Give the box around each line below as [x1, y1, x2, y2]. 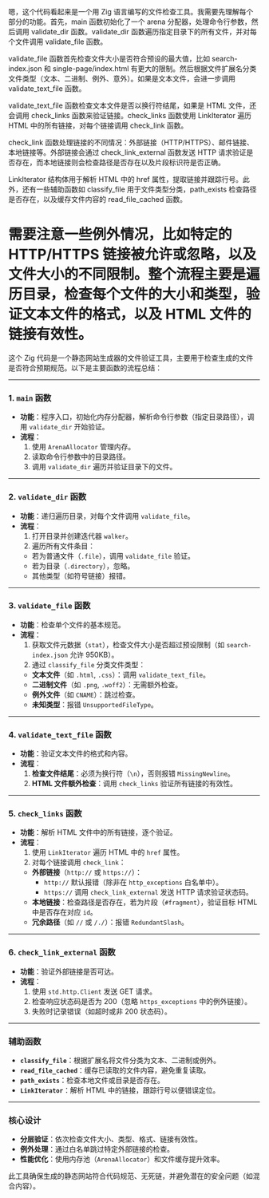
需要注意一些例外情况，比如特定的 [8, 226, 233, 243]
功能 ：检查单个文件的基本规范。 [19, 619, 125, 629]
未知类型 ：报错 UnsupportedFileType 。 [31, 699, 158, 709]
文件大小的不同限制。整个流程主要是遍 [8, 266, 261, 283]
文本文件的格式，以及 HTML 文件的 [22, 306, 251, 323]
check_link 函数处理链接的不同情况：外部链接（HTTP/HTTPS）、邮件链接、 [8, 138, 254, 147]
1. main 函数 [8, 392, 52, 403]
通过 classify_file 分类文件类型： [31, 659, 146, 669]
